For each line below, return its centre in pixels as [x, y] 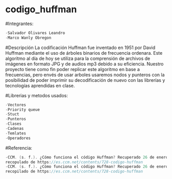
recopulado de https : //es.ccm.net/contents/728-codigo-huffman [74, 162]
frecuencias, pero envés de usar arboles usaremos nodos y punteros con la [85, 75]
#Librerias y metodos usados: [37, 95]
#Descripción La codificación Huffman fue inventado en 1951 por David [80, 48]
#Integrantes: [19, 24]
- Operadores [18, 138]
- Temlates [16, 133]
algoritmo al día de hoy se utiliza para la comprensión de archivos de [78, 58]
